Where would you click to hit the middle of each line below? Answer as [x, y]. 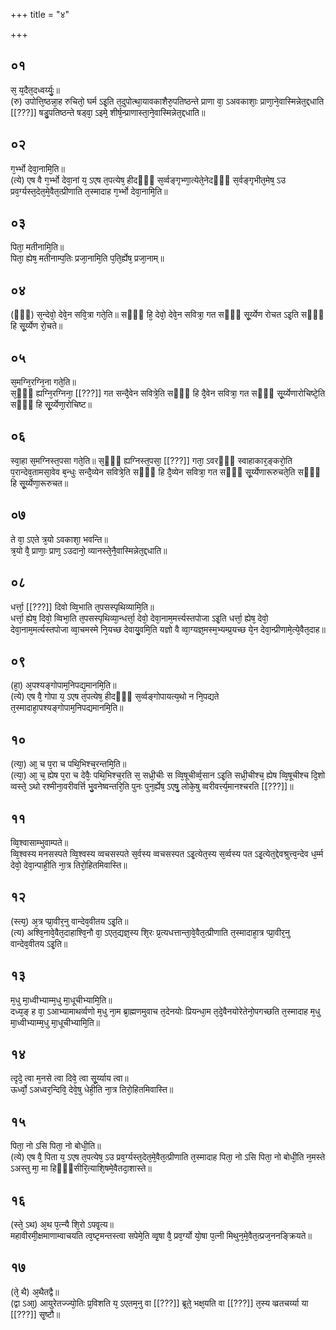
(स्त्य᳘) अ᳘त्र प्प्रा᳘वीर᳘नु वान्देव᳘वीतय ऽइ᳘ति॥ [69, 921]
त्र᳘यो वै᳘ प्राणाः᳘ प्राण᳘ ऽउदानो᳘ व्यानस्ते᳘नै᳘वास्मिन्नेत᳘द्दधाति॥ [89, 550]
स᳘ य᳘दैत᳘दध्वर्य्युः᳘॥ [35, 90]
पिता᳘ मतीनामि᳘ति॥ [37, 247]
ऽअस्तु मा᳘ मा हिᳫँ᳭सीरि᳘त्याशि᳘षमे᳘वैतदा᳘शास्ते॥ [81, 1168]
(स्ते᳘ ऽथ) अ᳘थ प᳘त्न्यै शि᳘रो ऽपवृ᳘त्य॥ [62, 1224]
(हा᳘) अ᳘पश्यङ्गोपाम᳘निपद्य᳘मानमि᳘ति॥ [63, 685]
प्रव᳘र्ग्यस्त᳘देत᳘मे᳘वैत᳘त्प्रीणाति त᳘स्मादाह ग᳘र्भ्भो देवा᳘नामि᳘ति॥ [89, 191]
